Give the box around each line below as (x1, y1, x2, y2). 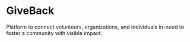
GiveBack (6, 4, 55, 17)
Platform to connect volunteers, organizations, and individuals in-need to (6, 23, 185, 30)
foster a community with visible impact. (6, 29, 103, 36)
